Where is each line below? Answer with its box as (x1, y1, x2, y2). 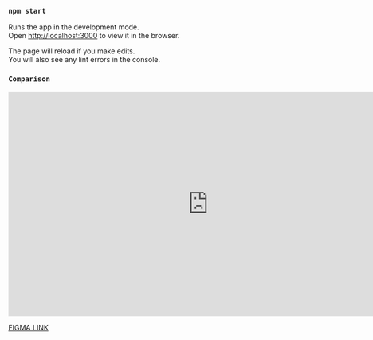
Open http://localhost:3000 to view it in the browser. (8, 31, 180, 41)
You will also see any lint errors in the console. (8, 55, 161, 64)
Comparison (8, 75, 50, 84)
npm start (8, 6, 46, 15)
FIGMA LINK (8, 322, 49, 332)
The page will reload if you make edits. (8, 46, 135, 56)
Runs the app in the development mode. (8, 22, 139, 32)
